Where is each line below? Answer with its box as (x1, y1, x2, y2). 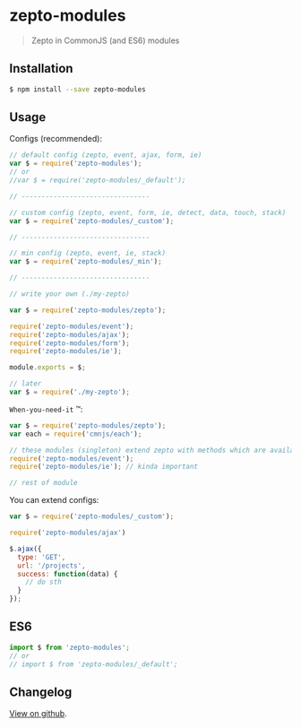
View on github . (9, 708, 67, 719)
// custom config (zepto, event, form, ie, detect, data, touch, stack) (9, 208, 287, 217)
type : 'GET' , (17, 552, 66, 561)
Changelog (9, 684, 73, 699)
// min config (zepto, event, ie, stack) (9, 248, 167, 258)
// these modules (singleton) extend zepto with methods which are (9, 446, 267, 455)
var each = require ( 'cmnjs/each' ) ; (9, 429, 142, 438)
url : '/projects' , (17, 561, 87, 570)
